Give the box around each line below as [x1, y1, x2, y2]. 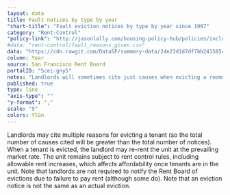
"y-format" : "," [7, 99, 53, 106]
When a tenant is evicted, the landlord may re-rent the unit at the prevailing [7, 145, 219, 153]
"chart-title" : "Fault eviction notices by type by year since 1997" [7, 23, 210, 29]
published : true [7, 80, 53, 87]
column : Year [7, 55, 44, 62]
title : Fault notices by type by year [7, 16, 118, 23]
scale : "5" [7, 105, 38, 112]
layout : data [7, 10, 44, 17]
